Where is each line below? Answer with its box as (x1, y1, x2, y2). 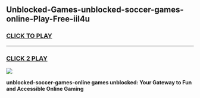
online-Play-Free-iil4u (6, 14, 90, 24)
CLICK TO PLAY (6, 32, 52, 40)
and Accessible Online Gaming (6, 85, 84, 92)
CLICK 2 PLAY (6, 54, 48, 62)
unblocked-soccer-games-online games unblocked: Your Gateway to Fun (6, 78, 192, 86)
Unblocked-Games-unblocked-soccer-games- (6, 5, 184, 15)
